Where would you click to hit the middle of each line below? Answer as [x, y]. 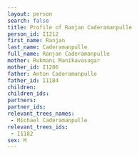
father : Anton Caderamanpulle [52, 74]
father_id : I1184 [33, 80]
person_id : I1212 [33, 34]
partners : [22, 101]
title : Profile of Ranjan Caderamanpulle [70, 27]
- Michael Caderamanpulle [49, 120]
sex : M [17, 140]
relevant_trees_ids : [38, 127]
